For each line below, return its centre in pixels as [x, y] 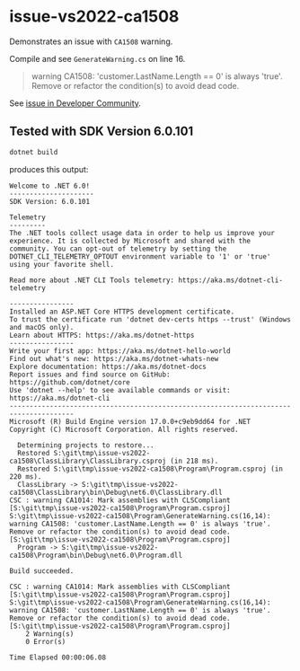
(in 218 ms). [194, 461]
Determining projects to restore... [86, 445]
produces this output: [49, 169]
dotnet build [34, 152]
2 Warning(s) [50, 634]
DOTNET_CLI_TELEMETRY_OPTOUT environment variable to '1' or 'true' [140, 256]
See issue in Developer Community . [75, 103]
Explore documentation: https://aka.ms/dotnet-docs [108, 366]
